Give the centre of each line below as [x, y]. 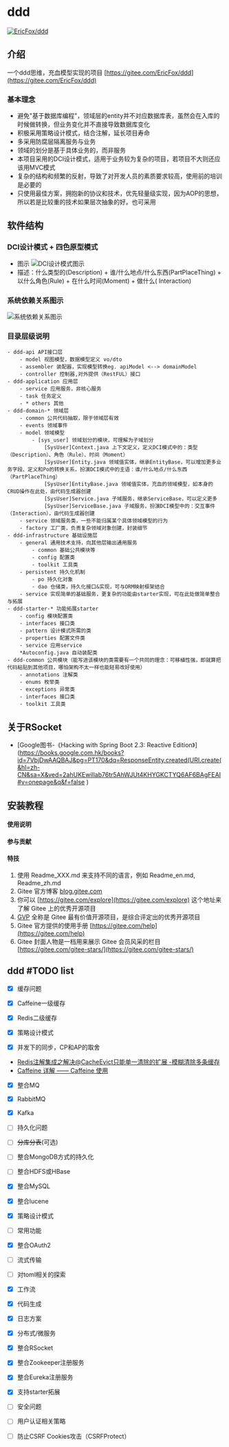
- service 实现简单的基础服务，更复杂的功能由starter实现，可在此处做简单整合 [120, 594]
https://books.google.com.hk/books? [72, 753]
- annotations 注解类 [49, 675]
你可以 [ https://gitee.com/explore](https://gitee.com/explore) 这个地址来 [119, 899]
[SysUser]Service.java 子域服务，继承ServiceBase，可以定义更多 [131, 499]
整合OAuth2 [34, 1245]
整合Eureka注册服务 [45, 1377]
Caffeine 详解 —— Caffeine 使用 [63, 1071]
